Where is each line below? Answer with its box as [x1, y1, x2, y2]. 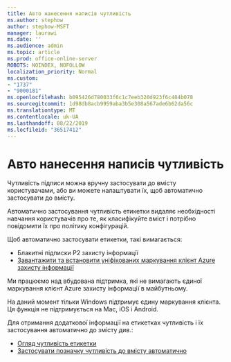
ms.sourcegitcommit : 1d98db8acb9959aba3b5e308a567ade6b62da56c [7, 101, 194, 107]
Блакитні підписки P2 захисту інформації [17, 249, 138, 257]
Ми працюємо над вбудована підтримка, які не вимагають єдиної [7, 277, 203, 285]
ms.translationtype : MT [7, 107, 76, 114]
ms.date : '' [7, 36, 41, 43]
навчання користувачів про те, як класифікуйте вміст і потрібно [7, 214, 196, 223]
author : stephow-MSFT [7, 23, 70, 30]
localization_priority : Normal [7, 68, 98, 75]
